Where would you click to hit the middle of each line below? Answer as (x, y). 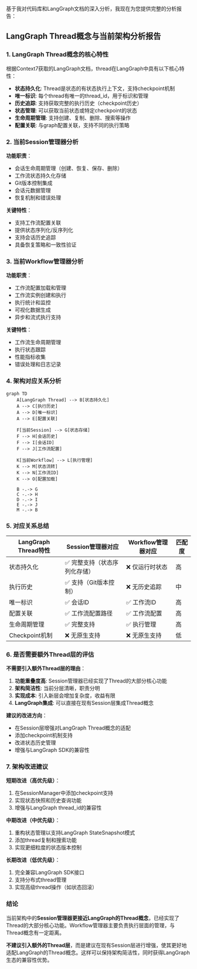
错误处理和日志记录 (38, 364)
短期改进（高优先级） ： (33, 781)
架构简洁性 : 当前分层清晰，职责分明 (57, 688)
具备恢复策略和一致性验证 (45, 244)
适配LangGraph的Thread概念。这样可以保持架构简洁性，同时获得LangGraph (98, 953)
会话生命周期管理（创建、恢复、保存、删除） (69, 168)
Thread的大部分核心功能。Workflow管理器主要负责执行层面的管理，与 (90, 925)
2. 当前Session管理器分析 (43, 142)
